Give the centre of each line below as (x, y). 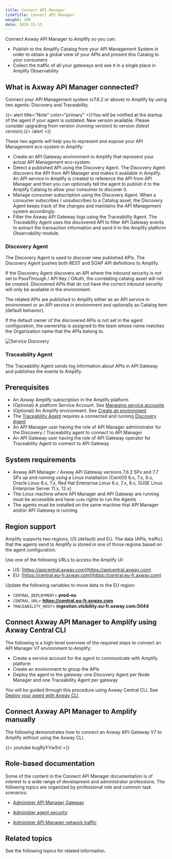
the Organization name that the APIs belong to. (55, 331)
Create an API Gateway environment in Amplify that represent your (83, 157)
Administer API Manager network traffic (55, 822)
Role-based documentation (50, 764)
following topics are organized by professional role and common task (78, 787)
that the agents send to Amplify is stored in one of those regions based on (84, 544)
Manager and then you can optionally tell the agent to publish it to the (86, 184)
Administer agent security (40, 812)
